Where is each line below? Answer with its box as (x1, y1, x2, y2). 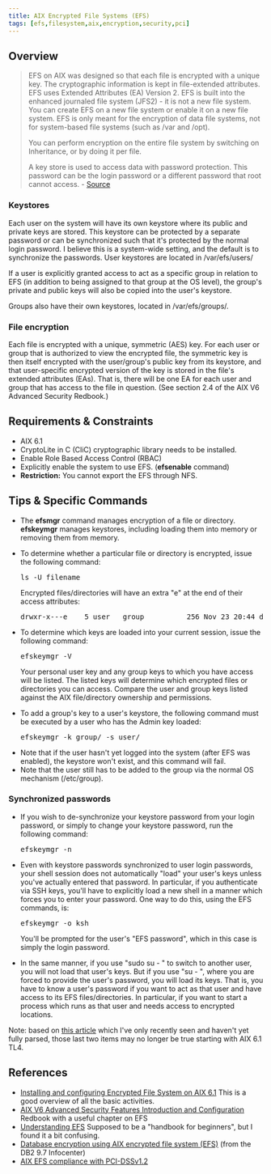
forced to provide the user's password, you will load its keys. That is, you (19, 975, 264, 985)
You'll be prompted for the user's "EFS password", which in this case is (19, 934, 257, 943)
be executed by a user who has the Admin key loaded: (19, 717, 201, 727)
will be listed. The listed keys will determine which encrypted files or (19, 675, 248, 684)
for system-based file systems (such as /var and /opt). (28, 122, 210, 132)
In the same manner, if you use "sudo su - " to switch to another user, (19, 958, 252, 968)
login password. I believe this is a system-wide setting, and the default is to (8, 244, 259, 253)
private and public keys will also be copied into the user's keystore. (8, 285, 232, 295)
